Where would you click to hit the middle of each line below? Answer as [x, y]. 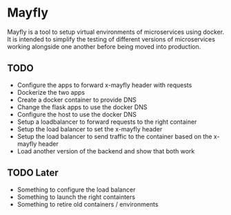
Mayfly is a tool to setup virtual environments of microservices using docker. [116, 32]
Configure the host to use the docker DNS [77, 114]
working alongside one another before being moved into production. [104, 46]
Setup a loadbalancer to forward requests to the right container [107, 122]
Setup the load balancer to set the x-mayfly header [90, 129]
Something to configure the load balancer [76, 189]
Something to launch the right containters [76, 197]
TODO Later [33, 173]
